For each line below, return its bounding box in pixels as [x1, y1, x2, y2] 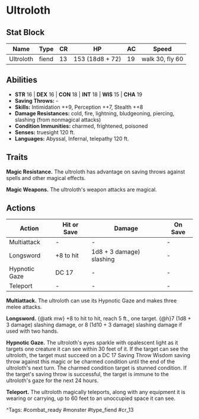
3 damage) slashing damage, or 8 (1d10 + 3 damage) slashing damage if [6, 322, 182, 329]
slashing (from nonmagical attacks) [14, 116, 101, 123]
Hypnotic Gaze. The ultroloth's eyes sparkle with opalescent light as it [6, 339, 178, 346]
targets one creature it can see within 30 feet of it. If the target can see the [6, 345, 188, 352]
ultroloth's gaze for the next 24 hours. [6, 377, 99, 384]
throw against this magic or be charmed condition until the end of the [6, 358, 175, 366]
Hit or [62, 220, 79, 229]
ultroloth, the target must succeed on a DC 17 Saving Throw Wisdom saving [6, 352, 191, 359]
